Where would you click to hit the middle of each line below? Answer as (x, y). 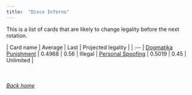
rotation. (17, 35)
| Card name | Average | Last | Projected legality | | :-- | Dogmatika (90, 47)
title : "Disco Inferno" (38, 12)
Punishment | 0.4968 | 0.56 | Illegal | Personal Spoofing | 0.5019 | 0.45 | (97, 54)
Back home (21, 86)
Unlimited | (20, 60)
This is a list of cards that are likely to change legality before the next (93, 29)
